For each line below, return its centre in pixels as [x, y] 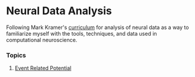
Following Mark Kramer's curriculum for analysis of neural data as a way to [97, 27]
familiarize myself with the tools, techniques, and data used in [81, 33]
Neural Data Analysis [59, 11]
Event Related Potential [43, 68]
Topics [16, 55]
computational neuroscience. [42, 40]
